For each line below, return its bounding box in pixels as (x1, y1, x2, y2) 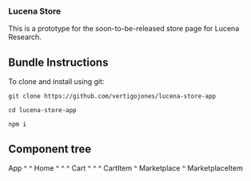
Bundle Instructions (8, 55, 109, 69)
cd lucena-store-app (8, 107, 78, 115)
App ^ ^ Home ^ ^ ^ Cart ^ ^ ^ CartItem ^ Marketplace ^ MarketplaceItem (8, 163, 244, 173)
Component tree (8, 142, 92, 155)
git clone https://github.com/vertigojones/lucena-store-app (8, 92, 217, 101)
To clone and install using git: (8, 77, 105, 86)
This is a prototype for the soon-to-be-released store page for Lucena (8, 24, 240, 34)
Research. (8, 32, 42, 42)
